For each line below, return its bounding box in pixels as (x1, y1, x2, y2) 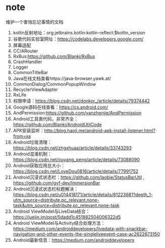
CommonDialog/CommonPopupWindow (13, 81, 96, 87)
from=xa (13, 133, 31, 139)
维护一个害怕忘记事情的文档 (6, 19, 64, 25)
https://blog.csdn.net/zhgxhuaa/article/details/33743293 (13, 144, 132, 151)
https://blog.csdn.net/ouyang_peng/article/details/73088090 (13, 156, 140, 163)
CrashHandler (13, 59, 42, 65)
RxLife (13, 91, 27, 97)
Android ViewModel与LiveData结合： (13, 208, 90, 214)
